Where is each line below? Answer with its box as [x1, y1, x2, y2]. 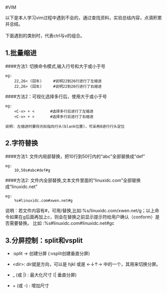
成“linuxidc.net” [5, 184, 38, 190]
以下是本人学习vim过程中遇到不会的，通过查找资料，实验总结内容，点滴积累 [5, 15, 162, 21]
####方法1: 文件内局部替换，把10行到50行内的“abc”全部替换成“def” [5, 153, 145, 159]
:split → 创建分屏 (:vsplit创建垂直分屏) [12, 251, 90, 257]
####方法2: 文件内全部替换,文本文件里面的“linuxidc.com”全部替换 [5, 177, 141, 183]
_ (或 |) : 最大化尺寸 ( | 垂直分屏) [12, 272, 77, 278]
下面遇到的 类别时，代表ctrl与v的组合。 [5, 33, 85, 38]
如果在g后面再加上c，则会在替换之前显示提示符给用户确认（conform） [9, 214, 155, 220]
